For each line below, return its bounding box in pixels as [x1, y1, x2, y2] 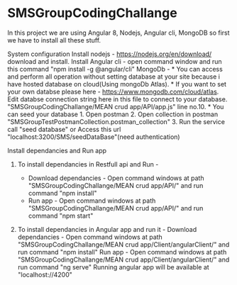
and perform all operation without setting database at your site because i [7, 72, 221, 81]
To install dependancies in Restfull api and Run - [17, 160, 159, 168]
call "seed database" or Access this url [7, 125, 121, 133]
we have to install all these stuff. [7, 35, 101, 44]
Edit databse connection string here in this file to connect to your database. [7, 94, 228, 104]
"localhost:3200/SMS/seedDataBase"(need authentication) [7, 133, 180, 141]
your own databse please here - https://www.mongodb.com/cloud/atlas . [7, 87, 219, 96]
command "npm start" [28, 211, 94, 220]
